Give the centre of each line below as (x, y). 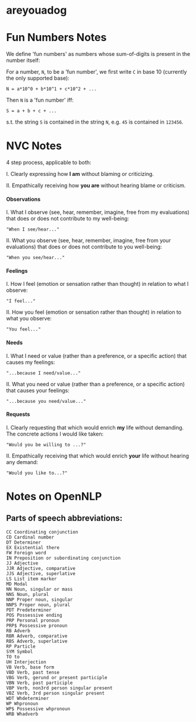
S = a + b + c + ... (32, 111)
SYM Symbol (20, 651)
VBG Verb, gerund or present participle (57, 677)
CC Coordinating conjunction (42, 532)
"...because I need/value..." (44, 373)
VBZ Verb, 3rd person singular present (56, 693)
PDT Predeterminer (29, 610)
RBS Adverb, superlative (37, 641)
